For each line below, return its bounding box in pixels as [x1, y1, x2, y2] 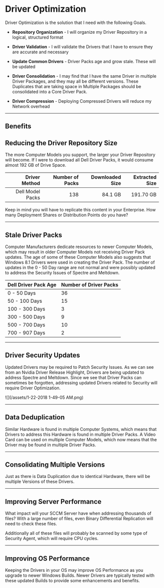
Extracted [133, 174, 157, 181]
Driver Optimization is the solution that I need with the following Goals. [5, 20, 146, 25]
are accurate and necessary [12, 49, 69, 55]
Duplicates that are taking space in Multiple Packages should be [12, 83, 142, 89]
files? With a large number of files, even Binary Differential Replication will [5, 516, 154, 521]
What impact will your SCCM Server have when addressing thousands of [5, 510, 152, 517]
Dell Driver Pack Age [7, 281, 57, 288]
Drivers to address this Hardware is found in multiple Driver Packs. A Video [5, 431, 156, 437]
